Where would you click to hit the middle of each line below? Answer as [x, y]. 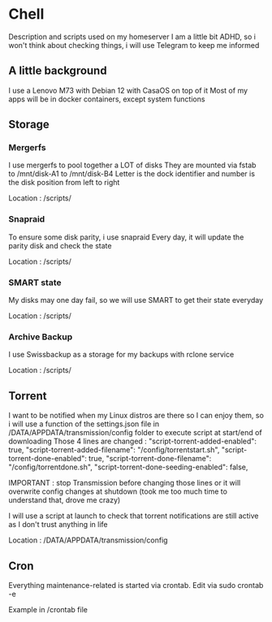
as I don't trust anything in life [58, 525]
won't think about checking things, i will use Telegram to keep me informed [134, 45]
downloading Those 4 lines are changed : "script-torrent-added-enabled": [133, 441]
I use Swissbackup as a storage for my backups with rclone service [121, 355]
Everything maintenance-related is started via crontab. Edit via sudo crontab [136, 585]
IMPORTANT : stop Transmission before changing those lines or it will [125, 483]
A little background [58, 71]
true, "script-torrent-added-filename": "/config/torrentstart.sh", [114, 450]
